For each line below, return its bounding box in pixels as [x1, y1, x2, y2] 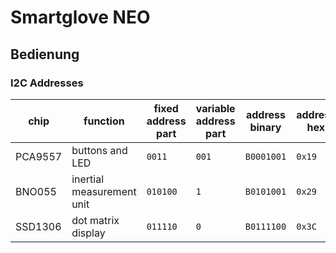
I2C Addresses [10, 76, 84, 90]
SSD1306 [15, 219, 62, 233]
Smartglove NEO [10, 6, 151, 29]
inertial [71, 172, 105, 186]
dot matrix [71, 213, 120, 227]
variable [195, 101, 236, 115]
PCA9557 [15, 149, 63, 163]
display [71, 226, 106, 240]
